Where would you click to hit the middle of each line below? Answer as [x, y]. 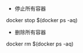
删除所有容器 [30, 32]
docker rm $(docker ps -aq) [40, 44]
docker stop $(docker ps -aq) [42, 20]
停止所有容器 [30, 8]
